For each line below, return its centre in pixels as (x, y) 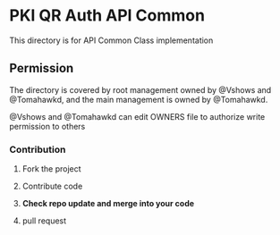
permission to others (47, 126)
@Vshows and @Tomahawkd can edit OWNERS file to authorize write (137, 116)
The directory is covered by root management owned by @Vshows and (140, 89)
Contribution (38, 149)
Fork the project (52, 169)
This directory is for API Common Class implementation (111, 40)
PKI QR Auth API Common (107, 16)
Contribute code (52, 186)
